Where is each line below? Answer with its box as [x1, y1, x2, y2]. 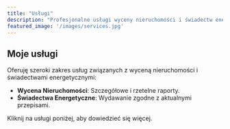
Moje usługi [7, 48, 58, 59]
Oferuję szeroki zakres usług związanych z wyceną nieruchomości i [7, 66, 199, 74]
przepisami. [16, 101, 51, 109]
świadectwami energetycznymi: [7, 73, 97, 82]
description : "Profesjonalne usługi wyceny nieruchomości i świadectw [7, 16, 213, 23]
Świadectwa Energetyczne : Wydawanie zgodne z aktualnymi [16, 94, 192, 102]
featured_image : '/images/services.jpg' [7, 23, 125, 29]
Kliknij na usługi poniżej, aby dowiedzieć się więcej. [7, 114, 153, 123]
